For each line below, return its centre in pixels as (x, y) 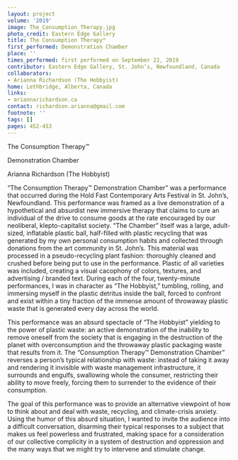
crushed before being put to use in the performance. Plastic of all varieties (116, 263)
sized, (16, 233)
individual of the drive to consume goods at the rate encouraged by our (112, 218)
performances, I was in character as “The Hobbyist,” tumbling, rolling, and (115, 285)
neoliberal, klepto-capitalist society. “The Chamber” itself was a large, (109, 225)
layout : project (31, 14)
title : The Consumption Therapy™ (57, 40)
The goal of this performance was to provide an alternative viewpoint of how (119, 404)
